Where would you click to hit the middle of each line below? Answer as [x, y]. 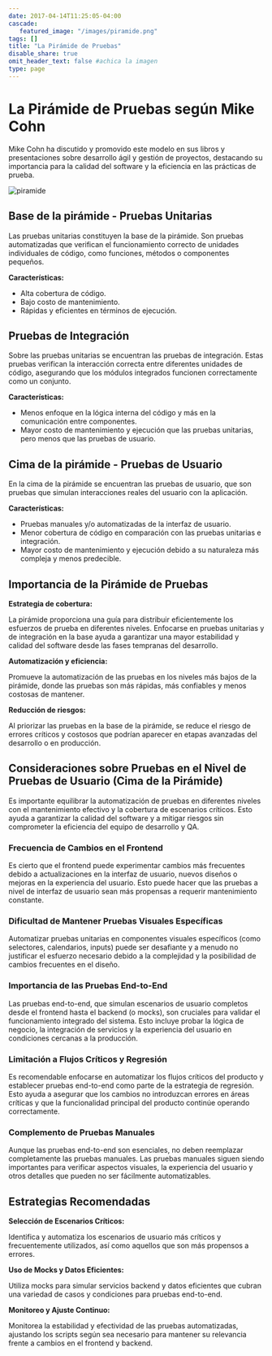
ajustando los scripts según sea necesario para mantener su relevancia [127, 1335]
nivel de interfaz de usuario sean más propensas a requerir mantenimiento [133, 892]
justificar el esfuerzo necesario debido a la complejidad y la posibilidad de [132, 956]
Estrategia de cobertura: [51, 603]
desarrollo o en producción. [55, 743]
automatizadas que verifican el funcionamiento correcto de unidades [124, 244]
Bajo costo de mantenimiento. [70, 302]
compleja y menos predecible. [71, 558]
